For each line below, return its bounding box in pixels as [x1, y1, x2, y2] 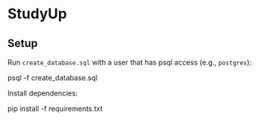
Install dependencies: [7, 88, 78, 98]
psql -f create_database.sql [7, 73, 98, 82]
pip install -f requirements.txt [7, 104, 103, 113]
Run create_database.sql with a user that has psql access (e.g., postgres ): [7, 57, 252, 67]
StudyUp [7, 5, 67, 23]
